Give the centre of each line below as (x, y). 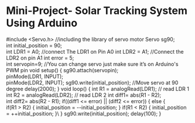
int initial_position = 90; (34, 45)
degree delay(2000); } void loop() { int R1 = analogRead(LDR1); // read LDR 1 (97, 89)
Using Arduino (42, 23)
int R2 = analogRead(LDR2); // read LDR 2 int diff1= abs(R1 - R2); (84, 95)
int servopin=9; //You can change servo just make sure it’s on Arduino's (92, 64)
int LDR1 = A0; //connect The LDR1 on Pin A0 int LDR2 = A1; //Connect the (95, 51)
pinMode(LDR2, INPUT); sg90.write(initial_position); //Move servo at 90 (92, 82)
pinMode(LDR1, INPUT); (35, 76)
